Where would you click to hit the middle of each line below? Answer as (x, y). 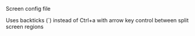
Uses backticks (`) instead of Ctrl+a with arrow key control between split (97, 20)
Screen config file (28, 9)
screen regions (25, 27)
